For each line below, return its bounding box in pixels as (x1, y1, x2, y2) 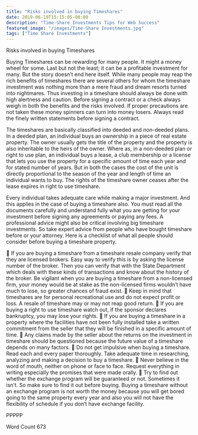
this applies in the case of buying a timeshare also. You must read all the (6, 200, 182, 207)
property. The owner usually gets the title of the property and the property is (6, 139, 193, 146)
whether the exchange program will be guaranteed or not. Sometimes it (6, 375, 180, 382)
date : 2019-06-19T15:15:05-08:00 (6, 14, 89, 20)
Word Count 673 (6, 423, 46, 430)
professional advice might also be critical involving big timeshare (6, 219, 164, 226)
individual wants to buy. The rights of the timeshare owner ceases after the (6, 177, 189, 184)
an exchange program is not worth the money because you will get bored (6, 388, 184, 395)
